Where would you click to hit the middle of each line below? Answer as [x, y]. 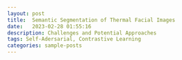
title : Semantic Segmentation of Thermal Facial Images [91, 20]
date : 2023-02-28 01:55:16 [49, 26]
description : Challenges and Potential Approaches [82, 33]
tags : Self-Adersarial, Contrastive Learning [74, 39]
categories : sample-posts [44, 46]
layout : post [26, 13]
